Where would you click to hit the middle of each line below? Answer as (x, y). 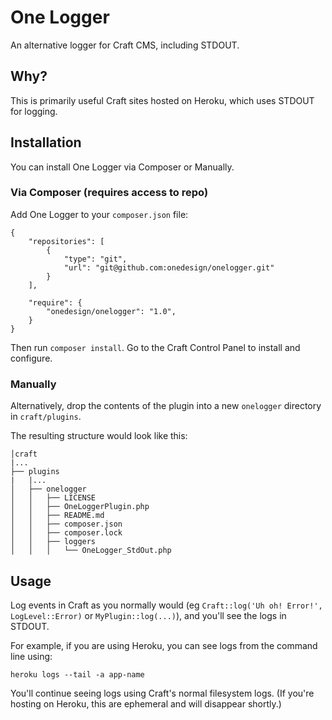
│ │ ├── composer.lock (66, 533)
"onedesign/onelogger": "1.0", (111, 311)
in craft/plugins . (46, 417)
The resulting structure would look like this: (99, 436)
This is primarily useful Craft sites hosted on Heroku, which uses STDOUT (162, 100)
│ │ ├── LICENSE (53, 498)
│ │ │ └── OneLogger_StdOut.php (91, 551)
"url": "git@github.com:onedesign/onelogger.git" (169, 267)
